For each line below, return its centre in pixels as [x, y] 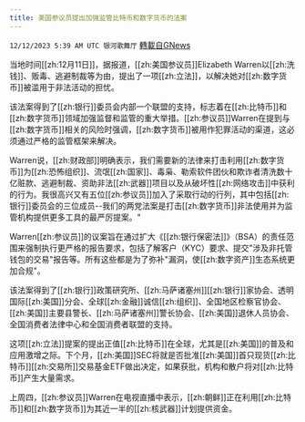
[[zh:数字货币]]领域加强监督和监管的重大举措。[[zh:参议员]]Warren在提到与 [150, 118]
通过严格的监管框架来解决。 [69, 140]
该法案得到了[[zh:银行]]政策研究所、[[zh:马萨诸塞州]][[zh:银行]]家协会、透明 [152, 290]
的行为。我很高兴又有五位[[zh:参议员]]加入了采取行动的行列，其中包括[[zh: [149, 194]
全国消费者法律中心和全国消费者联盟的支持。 [93, 324]
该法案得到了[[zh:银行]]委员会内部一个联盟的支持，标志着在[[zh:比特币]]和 [148, 107]
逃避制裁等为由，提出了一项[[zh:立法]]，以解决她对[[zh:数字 [167, 76]
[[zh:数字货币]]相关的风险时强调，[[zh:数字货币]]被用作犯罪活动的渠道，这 [148, 129]
